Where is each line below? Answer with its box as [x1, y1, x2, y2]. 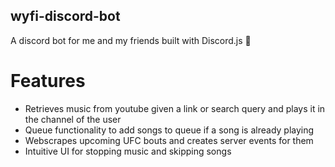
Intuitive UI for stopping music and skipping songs [24, 145, 232, 157]
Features [10, 70, 86, 92]
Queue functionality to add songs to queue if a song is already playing [24, 124, 315, 136]
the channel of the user [24, 113, 122, 125]
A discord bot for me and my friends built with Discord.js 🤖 [10, 34, 252, 46]
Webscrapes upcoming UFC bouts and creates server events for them [24, 134, 314, 146]
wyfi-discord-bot [10, 8, 121, 25]
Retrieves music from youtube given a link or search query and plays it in [24, 102, 326, 114]
